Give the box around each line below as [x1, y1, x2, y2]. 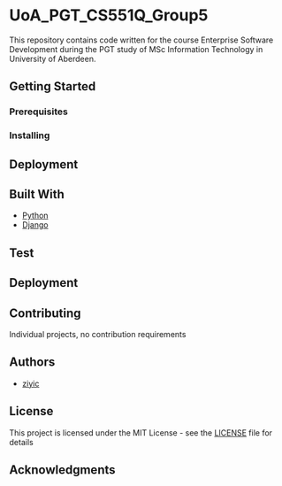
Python [21, 210, 49, 221]
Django [21, 220, 49, 230]
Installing [9, 129, 50, 142]
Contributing [9, 305, 81, 320]
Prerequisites [9, 105, 68, 118]
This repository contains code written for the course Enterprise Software [9, 35, 274, 45]
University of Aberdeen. [9, 53, 96, 64]
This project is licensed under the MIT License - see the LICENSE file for [9, 427, 272, 438]
